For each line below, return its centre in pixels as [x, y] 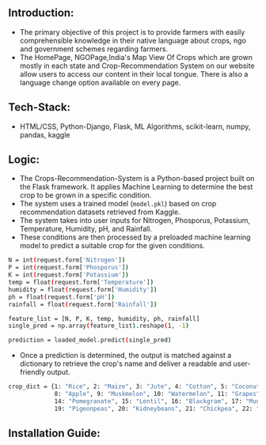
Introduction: [41, 13]
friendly [32, 372]
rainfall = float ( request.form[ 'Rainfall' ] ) [83, 304]
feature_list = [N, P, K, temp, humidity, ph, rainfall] [104, 319]
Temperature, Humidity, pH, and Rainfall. [86, 229]
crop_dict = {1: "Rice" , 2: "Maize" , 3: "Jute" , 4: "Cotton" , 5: [118, 387]
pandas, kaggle [45, 134]
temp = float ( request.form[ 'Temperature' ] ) [81, 283]
